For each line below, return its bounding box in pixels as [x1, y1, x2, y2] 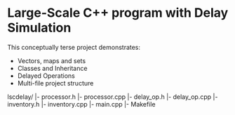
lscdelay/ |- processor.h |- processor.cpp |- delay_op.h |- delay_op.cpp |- [7, 93, 218, 101]
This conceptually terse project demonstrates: [7, 43, 141, 51]
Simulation [7, 20, 72, 36]
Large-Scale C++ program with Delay [7, 5, 229, 21]
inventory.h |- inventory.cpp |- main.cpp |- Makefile [7, 100, 156, 108]
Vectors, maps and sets [17, 56, 86, 65]
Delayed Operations [17, 72, 75, 80]
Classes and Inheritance [17, 64, 88, 72]
